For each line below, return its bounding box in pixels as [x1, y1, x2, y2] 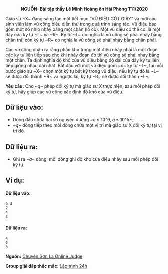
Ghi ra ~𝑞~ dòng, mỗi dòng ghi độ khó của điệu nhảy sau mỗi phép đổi [12, 156, 159, 162]
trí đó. [12, 128, 25, 134]
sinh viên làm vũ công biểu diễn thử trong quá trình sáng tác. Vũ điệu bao [5, 21, 157, 27]
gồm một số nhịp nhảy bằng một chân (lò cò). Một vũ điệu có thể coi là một [5, 26, 161, 32]
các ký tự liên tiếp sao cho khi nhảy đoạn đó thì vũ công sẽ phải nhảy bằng [5, 52, 160, 58]
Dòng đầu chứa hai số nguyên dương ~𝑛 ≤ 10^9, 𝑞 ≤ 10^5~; [12, 116, 134, 122]
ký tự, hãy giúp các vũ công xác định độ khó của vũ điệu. [5, 89, 124, 95]
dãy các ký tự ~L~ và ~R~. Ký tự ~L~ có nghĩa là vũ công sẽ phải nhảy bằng [5, 32, 162, 37]
